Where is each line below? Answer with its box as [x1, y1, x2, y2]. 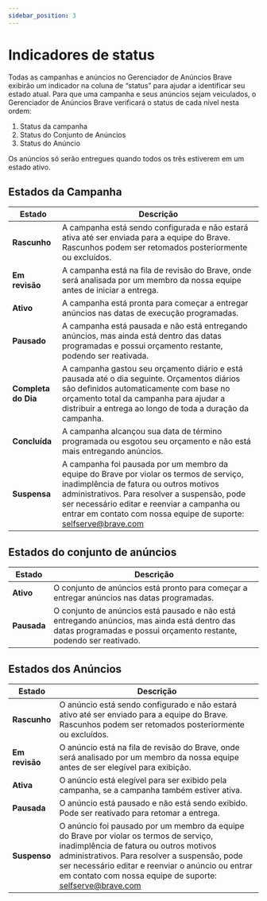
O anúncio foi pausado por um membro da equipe [59, 821, 245, 831]
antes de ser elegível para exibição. [59, 762, 192, 772]
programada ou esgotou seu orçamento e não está [62, 436, 252, 447]
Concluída [12, 436, 52, 447]
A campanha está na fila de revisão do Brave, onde [62, 265, 252, 276]
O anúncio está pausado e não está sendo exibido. [59, 798, 248, 808]
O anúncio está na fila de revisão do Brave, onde [59, 742, 240, 752]
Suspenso [12, 850, 52, 861]
